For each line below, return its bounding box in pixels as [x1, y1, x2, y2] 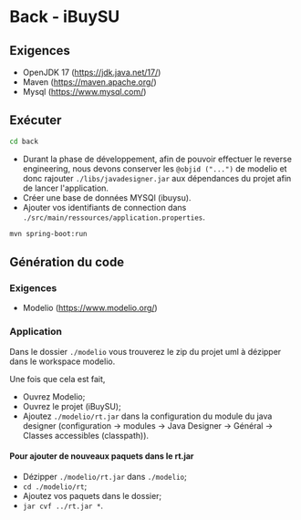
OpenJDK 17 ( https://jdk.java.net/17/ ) [22, 67, 161, 78]
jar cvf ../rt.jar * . [22, 500, 103, 511]
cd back [9, 137, 39, 146]
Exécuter [9, 112, 62, 129]
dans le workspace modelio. [9, 356, 116, 367]
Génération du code [9, 254, 125, 270]
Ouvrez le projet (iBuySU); [22, 400, 121, 411]
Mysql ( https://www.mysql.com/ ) [22, 87, 147, 97]
